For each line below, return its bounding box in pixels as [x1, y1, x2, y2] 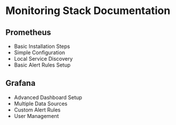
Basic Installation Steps [13, 43, 71, 50]
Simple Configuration [13, 49, 65, 56]
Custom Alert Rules [13, 106, 61, 113]
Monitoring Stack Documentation [5, 4, 171, 18]
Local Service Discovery [13, 55, 73, 62]
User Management [13, 112, 59, 119]
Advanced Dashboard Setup [13, 93, 82, 100]
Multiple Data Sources [13, 100, 68, 107]
